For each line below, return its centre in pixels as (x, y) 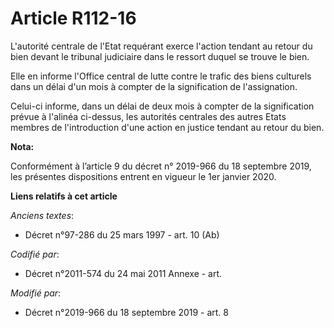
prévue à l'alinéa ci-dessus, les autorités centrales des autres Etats (148, 116)
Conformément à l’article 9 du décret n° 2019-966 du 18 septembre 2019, (161, 166)
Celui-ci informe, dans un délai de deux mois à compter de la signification (162, 106)
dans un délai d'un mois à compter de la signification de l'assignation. (154, 86)
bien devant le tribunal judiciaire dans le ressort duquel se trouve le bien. (160, 56)
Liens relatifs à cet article (64, 196)
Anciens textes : (42, 215)
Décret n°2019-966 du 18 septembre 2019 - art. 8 (127, 312)
